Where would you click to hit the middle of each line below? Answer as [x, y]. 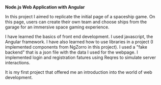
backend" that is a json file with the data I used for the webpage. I [72, 52]
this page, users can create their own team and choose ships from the [76, 22]
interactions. [18, 63]
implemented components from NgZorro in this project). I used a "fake [76, 47]
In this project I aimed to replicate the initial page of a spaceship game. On [80, 16]
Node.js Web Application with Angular [45, 7]
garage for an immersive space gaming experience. [57, 27]
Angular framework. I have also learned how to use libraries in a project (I [79, 42]
